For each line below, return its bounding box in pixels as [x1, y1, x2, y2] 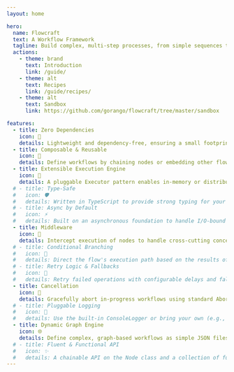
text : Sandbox [24, 101, 67, 108]
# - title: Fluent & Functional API [13, 341, 119, 348]
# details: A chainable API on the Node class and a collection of [13, 354, 219, 361]
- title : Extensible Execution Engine [13, 166, 126, 173]
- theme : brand [19, 55, 64, 63]
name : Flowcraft [13, 29, 60, 36]
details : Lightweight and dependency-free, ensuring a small [19, 139, 200, 147]
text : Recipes [24, 81, 67, 88]
